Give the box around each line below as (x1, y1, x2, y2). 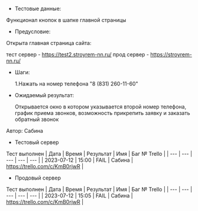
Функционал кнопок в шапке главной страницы (6, 17, 126, 23)
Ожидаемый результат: (14, 92, 74, 98)
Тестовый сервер (14, 139, 59, 146)
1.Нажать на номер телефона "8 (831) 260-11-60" (14, 80, 138, 87)
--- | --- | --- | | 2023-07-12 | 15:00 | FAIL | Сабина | (6, 156, 134, 164)
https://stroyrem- (150, 51, 192, 58)
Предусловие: (14, 28, 51, 35)
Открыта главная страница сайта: (6, 40, 92, 46)
